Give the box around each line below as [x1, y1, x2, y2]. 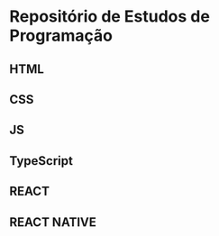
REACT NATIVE [9, 214, 97, 230]
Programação [9, 25, 113, 46]
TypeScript [9, 153, 74, 168]
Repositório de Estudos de [9, 6, 210, 27]
